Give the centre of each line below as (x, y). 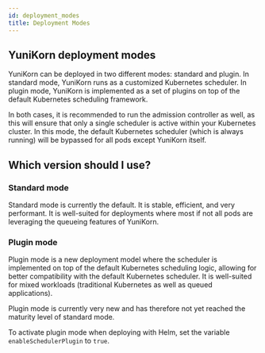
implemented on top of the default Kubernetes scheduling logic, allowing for (132, 268)
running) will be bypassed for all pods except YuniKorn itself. (108, 140)
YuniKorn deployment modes (82, 55)
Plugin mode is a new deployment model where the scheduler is (113, 259)
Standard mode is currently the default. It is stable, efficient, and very (122, 205)
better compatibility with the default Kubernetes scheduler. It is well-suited (130, 276)
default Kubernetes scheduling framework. (78, 99)
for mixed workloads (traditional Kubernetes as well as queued (110, 285)
